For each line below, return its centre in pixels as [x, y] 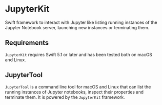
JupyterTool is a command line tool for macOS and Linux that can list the [78, 87]
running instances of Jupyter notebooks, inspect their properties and [74, 92]
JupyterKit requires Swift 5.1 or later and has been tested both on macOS [79, 54]
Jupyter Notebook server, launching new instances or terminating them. [77, 27]
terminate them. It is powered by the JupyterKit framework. [65, 97]
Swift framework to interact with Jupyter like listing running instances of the [81, 22]
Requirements [27, 43]
